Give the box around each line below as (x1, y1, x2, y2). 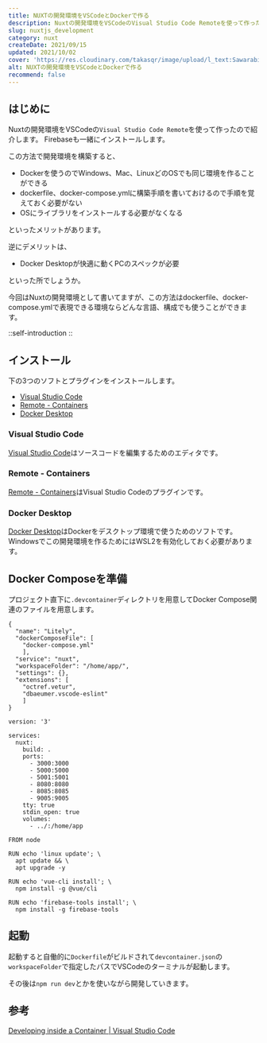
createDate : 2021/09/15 (8, 41, 87, 49)
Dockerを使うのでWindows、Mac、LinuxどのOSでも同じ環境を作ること (19, 169, 255, 178)
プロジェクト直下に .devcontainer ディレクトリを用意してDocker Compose (8, 594, 250, 604)
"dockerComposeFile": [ (15, 634, 94, 642)
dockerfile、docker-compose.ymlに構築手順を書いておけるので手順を (19, 188, 248, 198)
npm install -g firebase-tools (15, 905, 119, 913)
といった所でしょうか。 (8, 276, 85, 285)
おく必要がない (33, 198, 83, 207)
